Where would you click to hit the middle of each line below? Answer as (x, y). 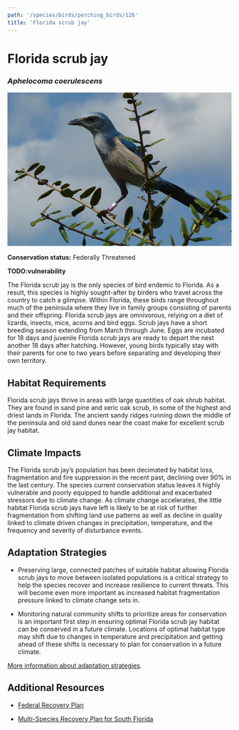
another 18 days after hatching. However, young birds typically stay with (113, 346)
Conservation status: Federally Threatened (71, 258)
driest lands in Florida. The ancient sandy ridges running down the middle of (119, 416)
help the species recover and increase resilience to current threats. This (123, 585)
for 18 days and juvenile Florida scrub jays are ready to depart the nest (111, 338)
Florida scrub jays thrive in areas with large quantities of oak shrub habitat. (117, 400)
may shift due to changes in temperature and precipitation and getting (120, 636)
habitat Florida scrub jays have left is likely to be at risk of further (102, 508)
